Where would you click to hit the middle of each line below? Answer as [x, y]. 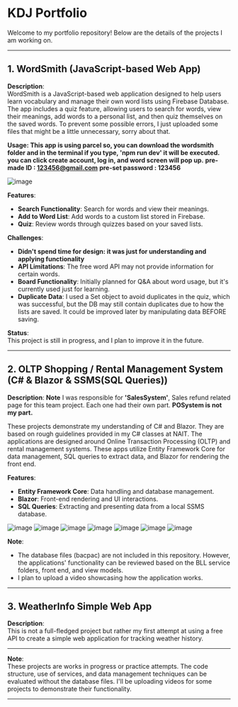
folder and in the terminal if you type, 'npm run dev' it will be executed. [113, 152]
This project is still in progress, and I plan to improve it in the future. [106, 340]
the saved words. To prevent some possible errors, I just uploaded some [113, 124]
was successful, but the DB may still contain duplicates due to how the [121, 304]
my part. [20, 412]
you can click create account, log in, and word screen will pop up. [106, 160]
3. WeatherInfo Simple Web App [80, 606]
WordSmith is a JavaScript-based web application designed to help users [114, 94]
